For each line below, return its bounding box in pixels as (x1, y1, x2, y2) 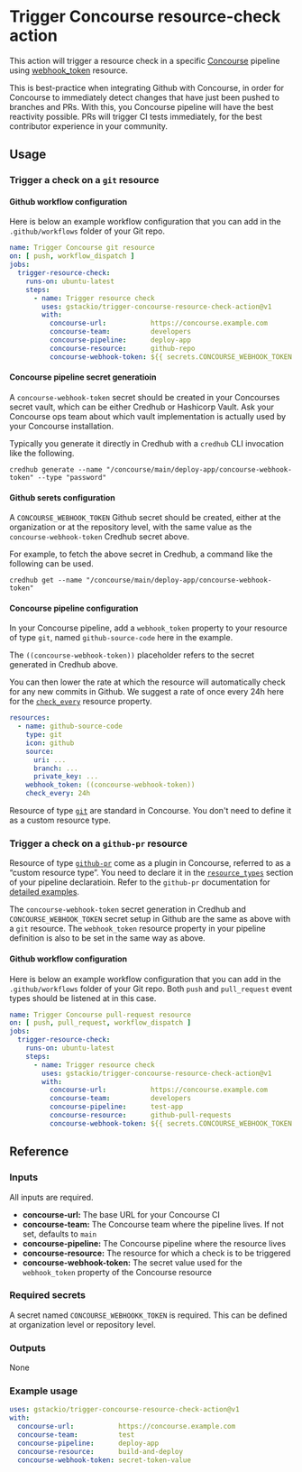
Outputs (9, 1341, 47, 1354)
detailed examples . (9, 887, 79, 897)
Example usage (9, 1385, 78, 1397)
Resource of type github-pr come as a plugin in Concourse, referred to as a (9, 858, 291, 869)
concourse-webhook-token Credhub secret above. (9, 531, 190, 542)
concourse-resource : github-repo (49, 344, 196, 353)
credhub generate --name (9, 465, 103, 474)
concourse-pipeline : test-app (49, 1102, 183, 1111)
